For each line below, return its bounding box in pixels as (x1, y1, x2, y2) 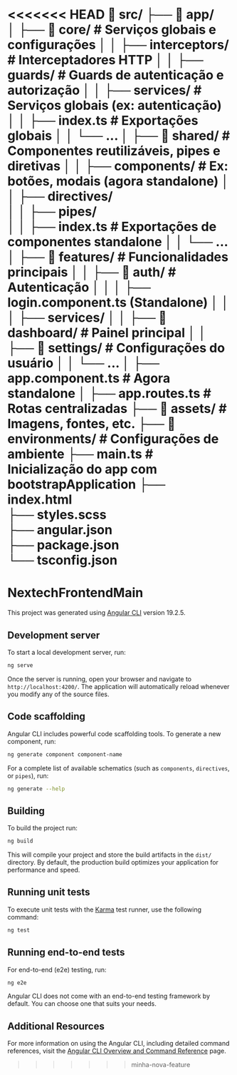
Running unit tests (7, 886, 90, 898)
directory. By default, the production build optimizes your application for (7, 858, 219, 867)
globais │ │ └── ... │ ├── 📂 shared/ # (7, 128, 231, 144)
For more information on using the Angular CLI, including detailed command (7, 1039, 230, 1048)
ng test (7, 927, 31, 934)
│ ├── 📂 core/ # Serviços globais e (7, 21, 217, 38)
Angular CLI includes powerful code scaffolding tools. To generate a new (7, 729, 221, 738)
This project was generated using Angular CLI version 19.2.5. (7, 608, 186, 617)
